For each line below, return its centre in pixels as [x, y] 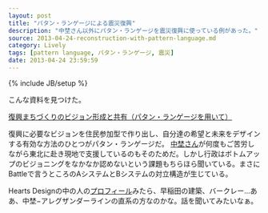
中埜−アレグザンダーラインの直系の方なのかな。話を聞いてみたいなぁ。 [140, 200]
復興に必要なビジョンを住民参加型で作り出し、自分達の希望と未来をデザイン [134, 134]
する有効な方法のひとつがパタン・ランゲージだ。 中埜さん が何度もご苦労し [132, 143]
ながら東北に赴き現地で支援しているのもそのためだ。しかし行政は [117, 154]
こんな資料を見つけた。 [47, 99]
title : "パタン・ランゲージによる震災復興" [72, 23]
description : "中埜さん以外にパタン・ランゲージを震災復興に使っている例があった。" [133, 30]
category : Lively [37, 46]
